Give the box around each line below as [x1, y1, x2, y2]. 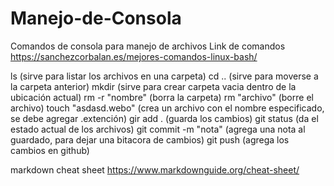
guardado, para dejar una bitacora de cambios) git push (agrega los [10, 133, 290, 146]
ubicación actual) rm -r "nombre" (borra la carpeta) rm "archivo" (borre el [10, 91, 314, 103]
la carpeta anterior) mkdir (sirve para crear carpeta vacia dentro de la [10, 80, 297, 92]
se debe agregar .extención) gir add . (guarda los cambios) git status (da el [10, 112, 319, 124]
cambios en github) [10, 144, 90, 156]
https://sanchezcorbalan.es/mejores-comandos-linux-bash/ [10, 50, 258, 62]
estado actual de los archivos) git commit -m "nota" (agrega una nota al [10, 123, 306, 135]
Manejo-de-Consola [10, 7, 182, 30]
